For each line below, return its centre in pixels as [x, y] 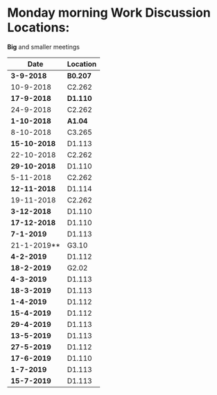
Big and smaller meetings [43, 47]
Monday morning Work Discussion [109, 13]
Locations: [38, 27]
